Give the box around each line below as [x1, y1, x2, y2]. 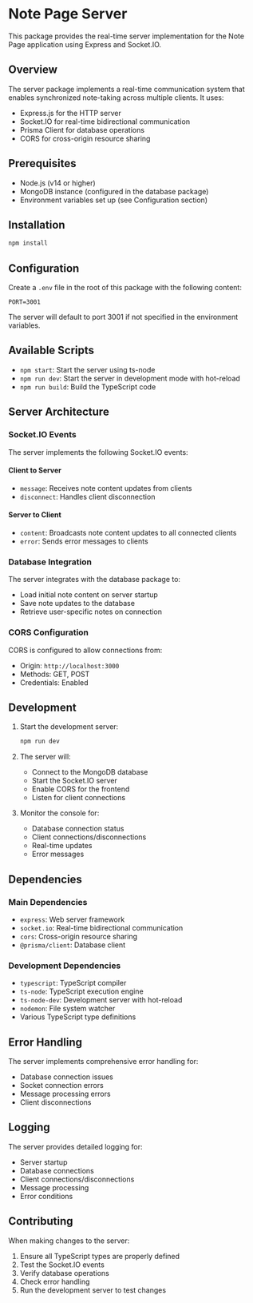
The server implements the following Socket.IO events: [8, 447, 189, 456]
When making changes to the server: [8, 1236, 130, 1245]
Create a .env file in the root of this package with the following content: [8, 283, 242, 293]
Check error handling [19, 1277, 90, 1286]
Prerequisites [8, 157, 77, 170]
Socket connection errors [19, 1081, 104, 1090]
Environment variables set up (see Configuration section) [19, 195, 208, 205]
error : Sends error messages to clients [19, 536, 149, 546]
